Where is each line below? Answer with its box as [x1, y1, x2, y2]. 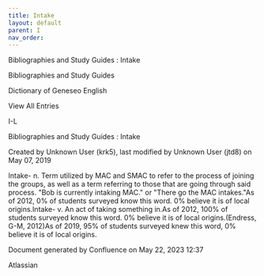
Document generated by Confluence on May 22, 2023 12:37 [8, 245, 204, 255]
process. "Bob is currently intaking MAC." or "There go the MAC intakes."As [8, 187, 255, 198]
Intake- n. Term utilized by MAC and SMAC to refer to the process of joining [8, 171, 255, 180]
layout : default [8, 19, 62, 27]
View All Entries [8, 101, 59, 111]
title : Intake [8, 11, 55, 20]
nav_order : [8, 33, 44, 42]
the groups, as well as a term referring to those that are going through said [8, 180, 251, 189]
